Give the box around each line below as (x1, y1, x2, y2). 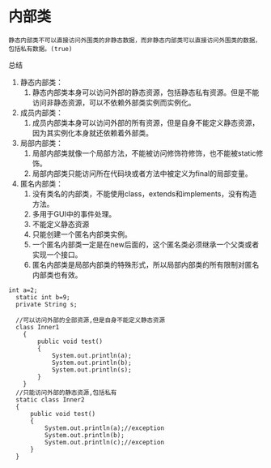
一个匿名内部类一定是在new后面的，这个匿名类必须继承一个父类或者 (32, 239, 260, 249)
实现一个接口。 (32, 249, 83, 260)
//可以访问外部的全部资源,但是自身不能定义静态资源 (15, 316, 166, 324)
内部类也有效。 (32, 269, 83, 280)
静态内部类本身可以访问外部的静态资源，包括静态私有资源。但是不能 (32, 87, 260, 97)
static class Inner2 (15, 395, 85, 404)
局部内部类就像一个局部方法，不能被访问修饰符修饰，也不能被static (32, 148, 256, 158)
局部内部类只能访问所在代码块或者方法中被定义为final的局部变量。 (32, 168, 252, 178)
